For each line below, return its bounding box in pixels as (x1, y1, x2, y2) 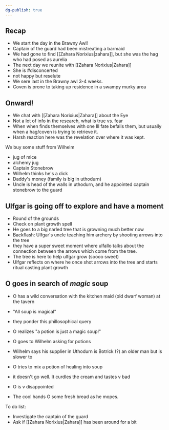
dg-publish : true (5, 7, 43, 13)
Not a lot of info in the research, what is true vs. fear (12, 118, 123, 124)
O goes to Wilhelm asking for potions (12, 338, 91, 344)
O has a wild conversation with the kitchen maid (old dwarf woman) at (12, 293, 160, 299)
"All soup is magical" (12, 308, 56, 314)
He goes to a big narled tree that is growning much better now (12, 227, 144, 233)
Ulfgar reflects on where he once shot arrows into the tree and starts (12, 259, 158, 265)
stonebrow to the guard (12, 187, 62, 193)
